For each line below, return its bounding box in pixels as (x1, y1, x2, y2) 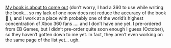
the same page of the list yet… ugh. (5, 37, 80, 43)
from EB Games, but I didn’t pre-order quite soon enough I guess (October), (5, 26, 165, 32)
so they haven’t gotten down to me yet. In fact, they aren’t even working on (5, 32, 163, 37)
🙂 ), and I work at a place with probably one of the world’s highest (5, 15, 144, 21)
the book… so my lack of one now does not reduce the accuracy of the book (5, 10, 166, 16)
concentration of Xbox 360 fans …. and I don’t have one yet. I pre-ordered (5, 20, 161, 27)
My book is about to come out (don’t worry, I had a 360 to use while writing (5, 5, 164, 10)
